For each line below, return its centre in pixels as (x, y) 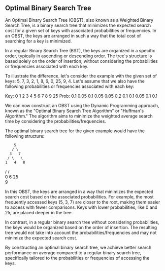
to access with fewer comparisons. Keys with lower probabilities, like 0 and (81, 207)
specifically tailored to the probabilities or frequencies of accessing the (77, 258)
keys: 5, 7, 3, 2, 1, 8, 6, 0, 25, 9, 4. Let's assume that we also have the (75, 81)
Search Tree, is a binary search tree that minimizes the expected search (78, 25)
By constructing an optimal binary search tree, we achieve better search (78, 247)
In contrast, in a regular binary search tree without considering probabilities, (82, 222)
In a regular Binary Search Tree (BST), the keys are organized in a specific (80, 50)
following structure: (25, 136)
